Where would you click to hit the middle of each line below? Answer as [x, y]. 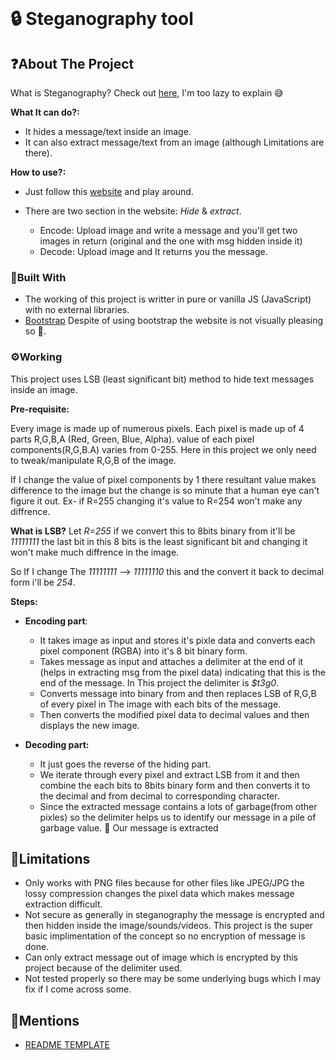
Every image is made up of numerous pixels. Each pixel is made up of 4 [157, 428]
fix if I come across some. [78, 989]
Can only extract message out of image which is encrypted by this [161, 957]
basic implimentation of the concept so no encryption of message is [165, 936]
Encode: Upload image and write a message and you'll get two [168, 230]
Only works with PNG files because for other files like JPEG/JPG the [164, 883]
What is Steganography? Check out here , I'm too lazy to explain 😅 [147, 93]
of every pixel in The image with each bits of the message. [160, 704]
